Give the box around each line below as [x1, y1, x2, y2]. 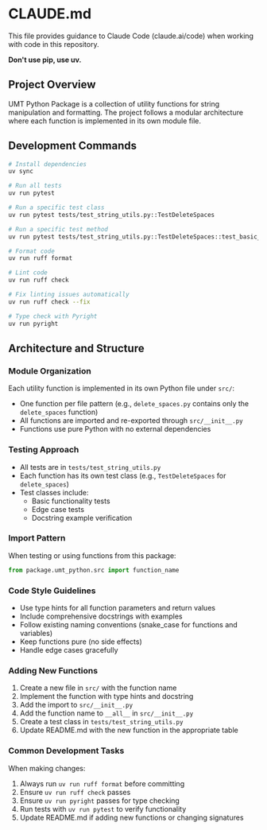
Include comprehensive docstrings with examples [19, 611, 183, 621]
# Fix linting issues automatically [8, 291, 130, 299]
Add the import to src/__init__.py [19, 700, 133, 710]
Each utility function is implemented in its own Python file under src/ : [8, 383, 235, 394]
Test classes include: [19, 487, 89, 497]
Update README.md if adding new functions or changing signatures [19, 813, 244, 822]
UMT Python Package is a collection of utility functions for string [8, 99, 220, 108]
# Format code [8, 247, 56, 255]
